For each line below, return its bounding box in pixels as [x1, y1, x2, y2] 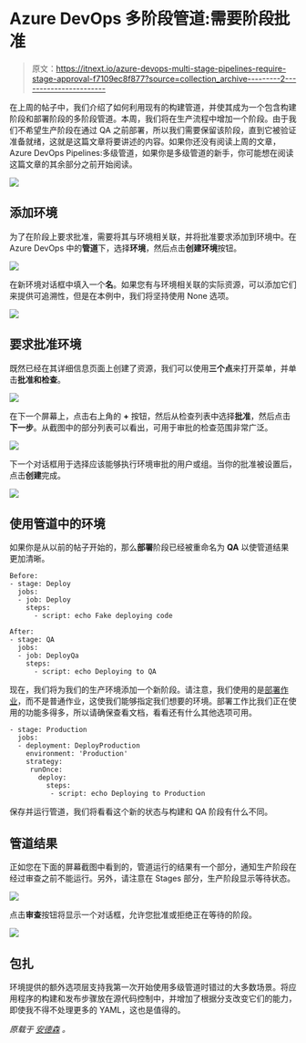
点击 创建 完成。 [9, 470, 66, 480]
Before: [9, 572, 39, 581]
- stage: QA [9, 635, 55, 645]
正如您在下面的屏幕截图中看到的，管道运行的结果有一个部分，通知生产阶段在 [9, 862, 297, 873]
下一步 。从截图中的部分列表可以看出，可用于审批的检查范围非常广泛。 [9, 421, 273, 433]
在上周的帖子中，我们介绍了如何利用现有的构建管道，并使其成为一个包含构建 [9, 101, 297, 112]
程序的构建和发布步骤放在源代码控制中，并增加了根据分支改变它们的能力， [16, 993, 297, 1004]
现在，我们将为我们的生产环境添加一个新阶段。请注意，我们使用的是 [9, 685, 265, 696]
